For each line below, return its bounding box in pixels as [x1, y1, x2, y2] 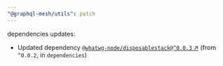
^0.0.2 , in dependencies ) [17, 51, 88, 59]
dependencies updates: [7, 29, 76, 38]
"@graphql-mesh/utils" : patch [7, 10, 96, 18]
